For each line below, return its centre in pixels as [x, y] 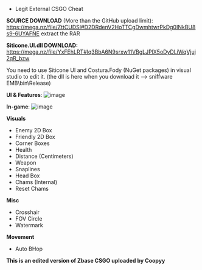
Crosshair [27, 212]
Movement [20, 237]
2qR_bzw [18, 58]
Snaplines [28, 169]
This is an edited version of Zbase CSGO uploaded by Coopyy [86, 261]
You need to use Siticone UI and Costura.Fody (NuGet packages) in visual [99, 70]
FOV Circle [29, 218]
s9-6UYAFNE [23, 34]
